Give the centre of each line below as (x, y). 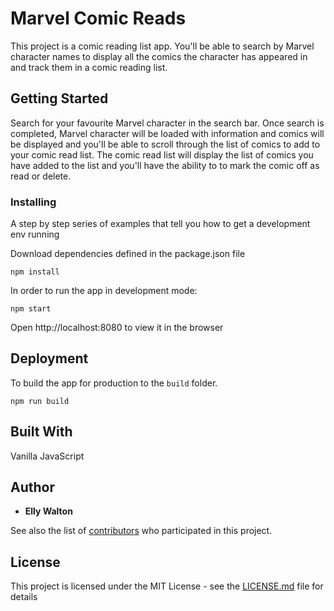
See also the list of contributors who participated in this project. (141, 531)
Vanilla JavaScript (47, 456)
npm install (35, 272)
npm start (31, 309)
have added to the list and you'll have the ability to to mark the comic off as (165, 165)
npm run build (40, 401)
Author (32, 487)
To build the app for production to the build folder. (114, 383)
